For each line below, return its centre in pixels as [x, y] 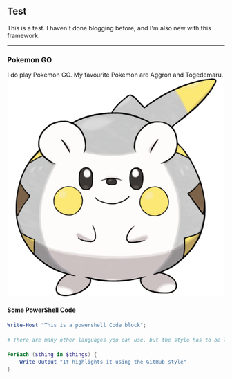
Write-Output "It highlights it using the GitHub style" [103, 362]
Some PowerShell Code [41, 310]
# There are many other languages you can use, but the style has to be [114, 340]
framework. [23, 35]
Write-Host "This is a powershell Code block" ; [77, 325]
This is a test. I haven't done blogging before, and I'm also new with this [109, 28]
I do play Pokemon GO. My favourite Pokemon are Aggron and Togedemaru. [115, 75]
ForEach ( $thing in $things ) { [52, 354]
